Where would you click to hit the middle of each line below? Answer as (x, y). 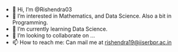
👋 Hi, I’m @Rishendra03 (42, 9)
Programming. (30, 22)
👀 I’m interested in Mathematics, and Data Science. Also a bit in (92, 16)
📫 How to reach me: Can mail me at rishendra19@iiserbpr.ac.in (92, 42)
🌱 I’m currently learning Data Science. (60, 29)
